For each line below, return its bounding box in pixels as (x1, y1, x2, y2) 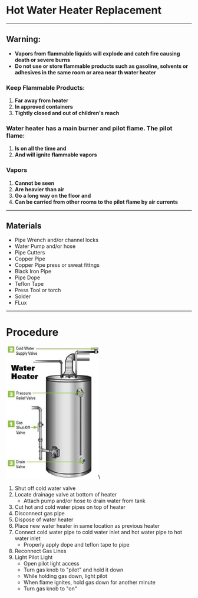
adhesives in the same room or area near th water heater (14, 68, 156, 76)
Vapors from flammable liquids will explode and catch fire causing (14, 50, 180, 57)
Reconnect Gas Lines (14, 547, 67, 555)
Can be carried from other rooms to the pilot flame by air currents (14, 198, 179, 205)
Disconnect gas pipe (14, 510, 65, 517)
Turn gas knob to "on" (23, 585, 78, 592)
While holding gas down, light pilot (23, 573, 108, 580)
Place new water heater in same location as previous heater (14, 522, 160, 530)
